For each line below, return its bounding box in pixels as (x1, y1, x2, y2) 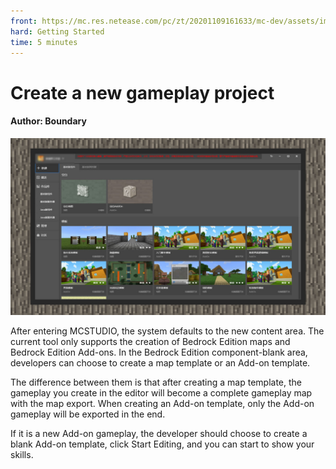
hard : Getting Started (10, 26, 105, 37)
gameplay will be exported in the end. (10, 408, 166, 420)
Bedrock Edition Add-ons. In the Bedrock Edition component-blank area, (10, 346, 308, 359)
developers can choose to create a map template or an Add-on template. (10, 357, 311, 369)
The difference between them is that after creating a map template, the (10, 376, 303, 389)
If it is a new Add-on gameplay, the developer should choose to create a (10, 428, 308, 440)
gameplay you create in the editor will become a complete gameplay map (10, 387, 313, 399)
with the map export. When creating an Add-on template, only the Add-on (10, 398, 315, 410)
